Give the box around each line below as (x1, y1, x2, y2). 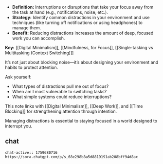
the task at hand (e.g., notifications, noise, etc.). (12, 9, 108, 15)
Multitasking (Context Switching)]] (5, 50, 74, 56)
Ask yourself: (5, 74, 32, 80)
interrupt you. (5, 123, 33, 129)
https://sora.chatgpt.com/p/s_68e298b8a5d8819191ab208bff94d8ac (5, 154, 138, 159)
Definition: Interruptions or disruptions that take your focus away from (12, 4, 154, 10)
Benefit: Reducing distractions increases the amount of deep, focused (12, 30, 154, 36)
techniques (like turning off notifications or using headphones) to (12, 20, 143, 25)
